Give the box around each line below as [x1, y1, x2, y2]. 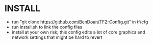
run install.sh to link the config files [11, 24, 83, 30]
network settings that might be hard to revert [11, 34, 102, 40]
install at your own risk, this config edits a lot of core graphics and [11, 29, 145, 35]
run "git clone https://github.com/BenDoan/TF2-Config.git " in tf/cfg [11, 19, 148, 25]
